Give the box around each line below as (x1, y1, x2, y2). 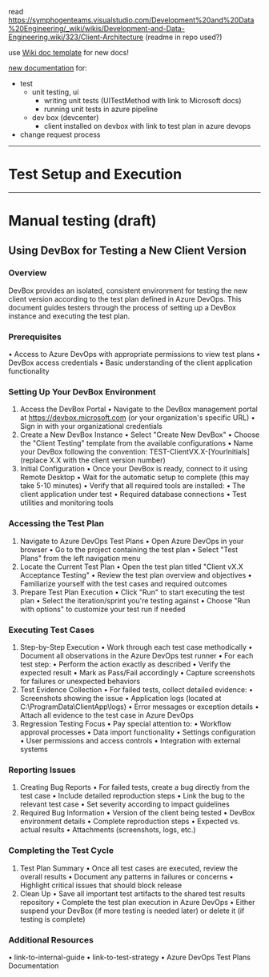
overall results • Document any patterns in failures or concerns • (19, 871, 234, 881)
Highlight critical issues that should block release (19, 880, 183, 890)
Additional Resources (8, 934, 94, 945)
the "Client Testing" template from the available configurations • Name (19, 438, 254, 448)
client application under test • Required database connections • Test (19, 490, 247, 499)
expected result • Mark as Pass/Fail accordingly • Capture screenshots (19, 668, 255, 677)
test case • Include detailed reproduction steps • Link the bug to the (19, 791, 246, 801)
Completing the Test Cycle (8, 845, 114, 856)
